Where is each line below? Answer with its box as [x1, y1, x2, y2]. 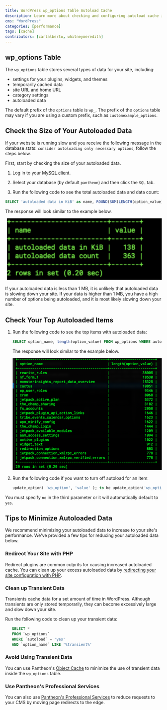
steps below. [5, 150, 31, 156]
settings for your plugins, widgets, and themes [12, 76, 108, 82]
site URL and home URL [12, 87, 61, 93]
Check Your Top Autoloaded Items [5, 316, 113, 324]
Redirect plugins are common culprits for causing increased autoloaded [5, 561, 152, 567]
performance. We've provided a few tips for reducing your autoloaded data [5, 532, 159, 538]
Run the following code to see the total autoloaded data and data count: [12, 189, 160, 195]
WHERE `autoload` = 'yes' [11, 637, 66, 642]
